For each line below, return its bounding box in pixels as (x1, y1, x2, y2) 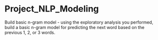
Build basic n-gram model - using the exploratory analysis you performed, (4, 19, 154, 25)
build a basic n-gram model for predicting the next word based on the (4, 24, 145, 30)
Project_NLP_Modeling (4, 3, 99, 14)
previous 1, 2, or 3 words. (4, 29, 56, 35)
